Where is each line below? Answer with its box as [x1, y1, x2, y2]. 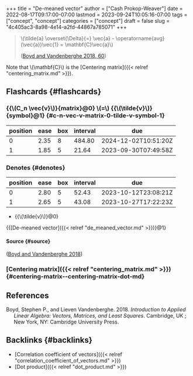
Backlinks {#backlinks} [6, 335, 92, 345]
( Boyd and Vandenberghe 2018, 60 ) [20, 53, 106, 59]
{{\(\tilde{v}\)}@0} [14, 213, 58, 220]
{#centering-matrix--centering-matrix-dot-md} [6, 273, 145, 281]
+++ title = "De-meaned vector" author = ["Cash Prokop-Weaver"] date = [6, 5, 183, 12]
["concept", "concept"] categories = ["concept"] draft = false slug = [6, 18, 170, 24]
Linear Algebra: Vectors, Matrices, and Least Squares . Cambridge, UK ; [13, 312, 187, 319]
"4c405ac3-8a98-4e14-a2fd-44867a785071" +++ [6, 23, 127, 30]
